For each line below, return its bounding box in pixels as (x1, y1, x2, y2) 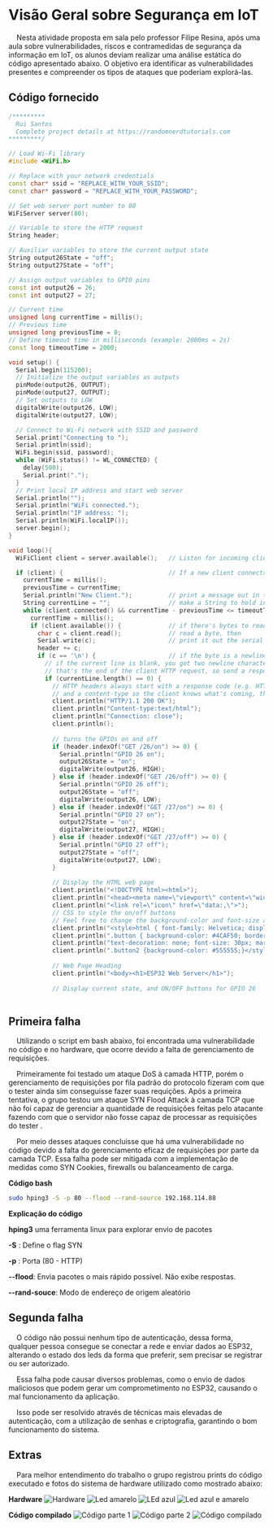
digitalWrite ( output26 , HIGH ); (59, 765, 165, 773)
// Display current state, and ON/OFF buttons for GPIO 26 (51, 984, 256, 993)
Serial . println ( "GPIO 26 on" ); (59, 750, 165, 758)
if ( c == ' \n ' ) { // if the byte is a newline (37, 652, 267, 660)
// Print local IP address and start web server (15, 486, 184, 494)
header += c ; (37, 644, 82, 652)
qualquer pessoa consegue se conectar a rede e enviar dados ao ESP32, (8, 1341, 253, 1351)
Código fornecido (8, 91, 99, 105)
